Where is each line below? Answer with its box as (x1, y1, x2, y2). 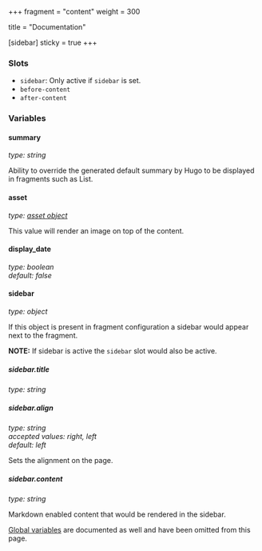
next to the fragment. (8, 331, 78, 341)
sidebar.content (8, 473, 63, 483)
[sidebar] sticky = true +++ (8, 38, 97, 47)
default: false (8, 270, 52, 280)
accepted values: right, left (8, 431, 97, 441)
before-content (19, 86, 71, 94)
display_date (8, 244, 52, 254)
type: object (8, 307, 48, 317)
